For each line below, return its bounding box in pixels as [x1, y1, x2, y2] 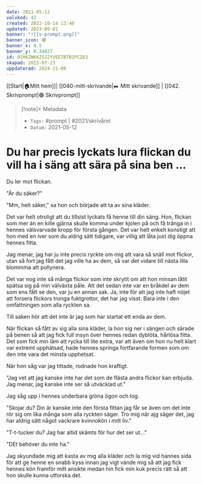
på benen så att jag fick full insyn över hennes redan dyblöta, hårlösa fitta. [6, 332, 192, 339]
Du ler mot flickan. [6, 178, 53, 185]
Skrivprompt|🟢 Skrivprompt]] [6, 92, 81, 99]
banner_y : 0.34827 [6, 49, 53, 55]
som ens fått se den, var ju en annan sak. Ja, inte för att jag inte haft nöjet [6, 288, 190, 296]
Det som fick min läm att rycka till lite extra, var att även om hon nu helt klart [6, 338, 197, 345]
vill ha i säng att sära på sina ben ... [6, 158, 187, 172]
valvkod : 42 [6, 15, 36, 21]
